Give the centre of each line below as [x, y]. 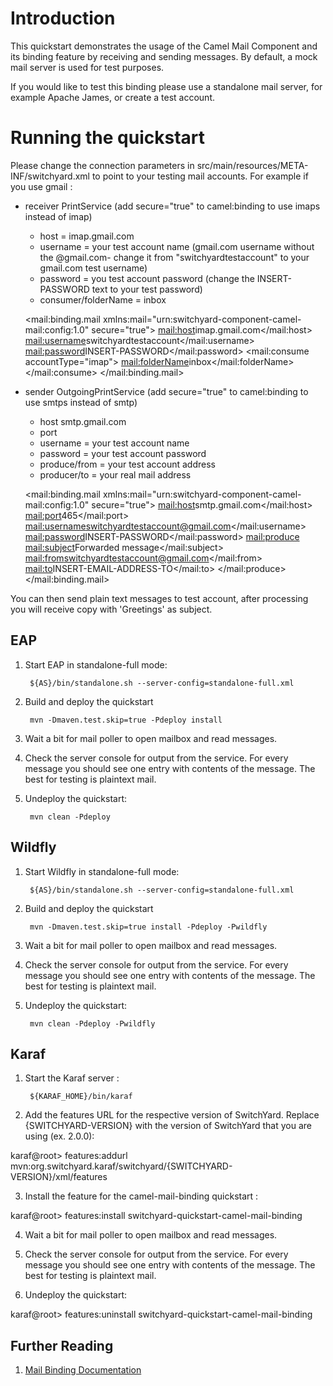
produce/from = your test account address [127, 464]
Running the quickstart [108, 138]
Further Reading [62, 1345]
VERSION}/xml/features [59, 1177]
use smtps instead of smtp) [81, 402]
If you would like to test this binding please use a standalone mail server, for [166, 86]
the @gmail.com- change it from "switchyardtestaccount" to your [174, 257]
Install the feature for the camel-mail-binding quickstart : [141, 1196]
